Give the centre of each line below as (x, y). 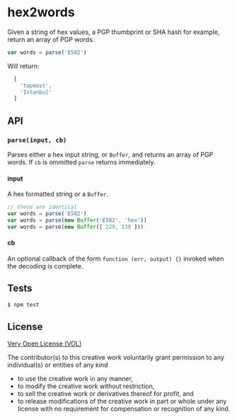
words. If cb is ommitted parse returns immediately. (81, 162)
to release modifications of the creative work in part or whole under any (122, 402)
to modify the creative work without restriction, (86, 386)
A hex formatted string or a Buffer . (58, 194)
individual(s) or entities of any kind (58, 365)
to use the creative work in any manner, (75, 379)
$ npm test (23, 305)
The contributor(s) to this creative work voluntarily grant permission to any (116, 358)
